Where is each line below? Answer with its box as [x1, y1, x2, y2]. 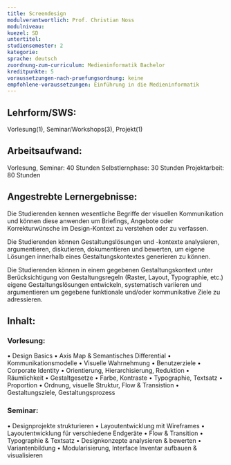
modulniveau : [7, 23, 45, 30]
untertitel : [7, 36, 41, 43]
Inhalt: [7, 315, 36, 327]
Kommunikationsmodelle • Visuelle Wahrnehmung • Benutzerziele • [7, 359, 201, 367]
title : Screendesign [7, 10, 67, 17]
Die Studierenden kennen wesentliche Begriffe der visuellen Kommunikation [7, 209, 223, 218]
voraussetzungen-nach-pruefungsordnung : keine [7, 74, 144, 82]
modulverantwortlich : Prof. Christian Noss [7, 17, 135, 24]
